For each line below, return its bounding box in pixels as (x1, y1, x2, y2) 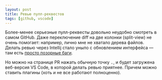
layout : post (5, 7, 32, 12)
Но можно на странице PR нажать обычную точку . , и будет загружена (5, 59, 155, 65)
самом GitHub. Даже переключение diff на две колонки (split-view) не (5, 34, 152, 40)
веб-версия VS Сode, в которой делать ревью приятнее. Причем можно (5, 64, 157, 70)
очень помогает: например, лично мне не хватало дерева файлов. (5, 40, 144, 46)
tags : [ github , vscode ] (5, 16, 54, 21)
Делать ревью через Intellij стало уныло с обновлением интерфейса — (5, 45, 154, 51)
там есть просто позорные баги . (5, 50, 73, 56)
